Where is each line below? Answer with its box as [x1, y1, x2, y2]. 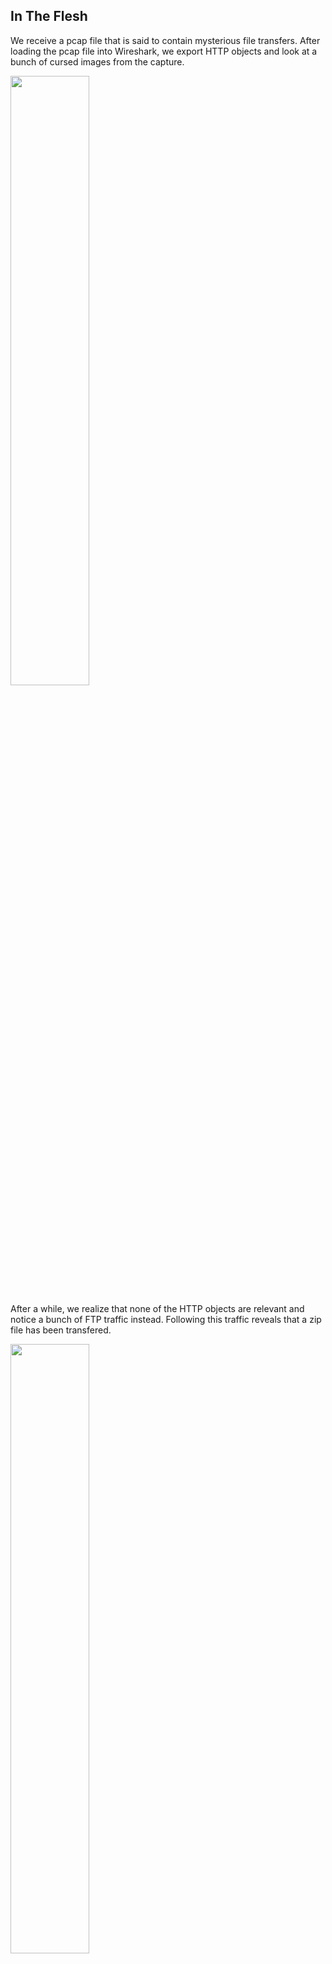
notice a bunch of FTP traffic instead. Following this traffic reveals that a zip [10, 1313, 322, 1325]
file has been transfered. [10, 1324, 112, 1336]
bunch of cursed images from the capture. [10, 55, 185, 68]
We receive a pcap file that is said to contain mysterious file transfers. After [10, 34, 321, 46]
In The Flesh [10, 8, 88, 25]
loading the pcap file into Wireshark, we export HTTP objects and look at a [10, 45, 318, 57]
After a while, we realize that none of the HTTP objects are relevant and [10, 1302, 305, 1314]
